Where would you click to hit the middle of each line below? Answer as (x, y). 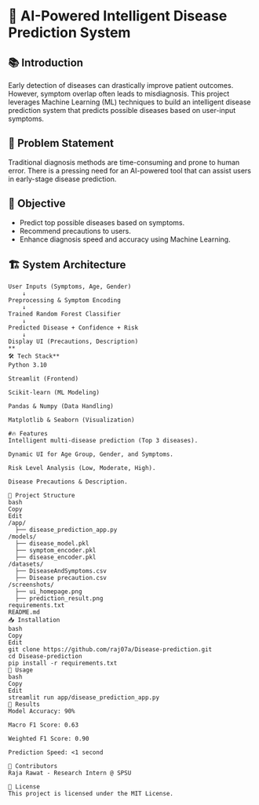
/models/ (22, 537)
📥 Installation (34, 620)
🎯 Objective (37, 204)
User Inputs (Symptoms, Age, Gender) (70, 287)
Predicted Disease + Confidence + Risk (73, 328)
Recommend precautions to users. (75, 231)
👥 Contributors (33, 767)
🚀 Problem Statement (61, 143)
